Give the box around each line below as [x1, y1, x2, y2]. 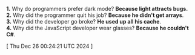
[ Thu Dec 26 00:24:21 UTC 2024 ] [6, 42, 93, 50]
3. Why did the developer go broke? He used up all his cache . [6, 18, 162, 25]
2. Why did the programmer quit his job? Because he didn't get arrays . [6, 11, 184, 19]
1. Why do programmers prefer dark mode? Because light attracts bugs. [6, 5, 188, 12]
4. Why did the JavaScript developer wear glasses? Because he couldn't [6, 24, 189, 31]
